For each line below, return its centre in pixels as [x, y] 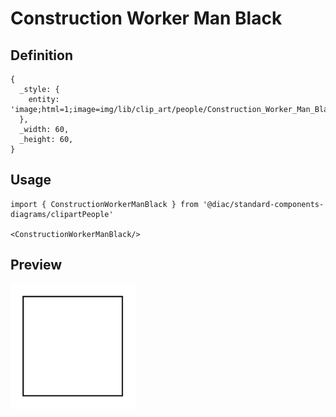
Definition [41, 55]
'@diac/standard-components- [263, 204]
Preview [36, 265]
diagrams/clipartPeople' [62, 214]
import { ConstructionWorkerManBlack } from [104, 204]
